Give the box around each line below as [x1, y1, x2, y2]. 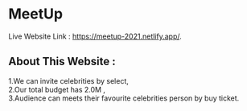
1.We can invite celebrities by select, [8, 76, 129, 85]
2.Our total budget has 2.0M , [8, 84, 106, 94]
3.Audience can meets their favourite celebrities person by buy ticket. [8, 93, 240, 103]
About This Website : [8, 55, 116, 68]
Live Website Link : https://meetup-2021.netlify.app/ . [8, 31, 183, 41]
